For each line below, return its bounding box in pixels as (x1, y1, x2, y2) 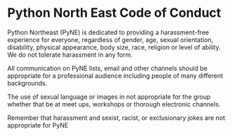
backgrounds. (7, 79, 48, 87)
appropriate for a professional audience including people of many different (7, 72, 224, 80)
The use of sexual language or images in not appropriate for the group (7, 93, 211, 101)
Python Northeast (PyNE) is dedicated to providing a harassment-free (7, 28, 210, 36)
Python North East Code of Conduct (7, 5, 221, 21)
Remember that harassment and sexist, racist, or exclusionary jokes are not (7, 114, 226, 122)
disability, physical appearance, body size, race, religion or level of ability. (7, 43, 221, 51)
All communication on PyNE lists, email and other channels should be (7, 64, 207, 72)
